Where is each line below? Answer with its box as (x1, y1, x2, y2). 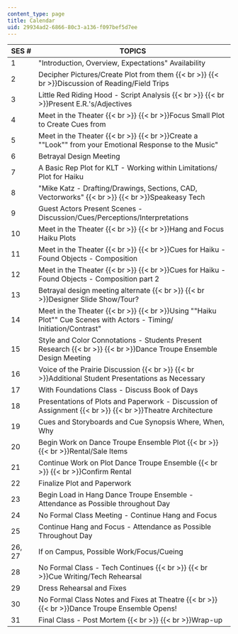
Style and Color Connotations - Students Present (38, 335, 202, 345)
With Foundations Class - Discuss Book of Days (38, 385, 198, 395)
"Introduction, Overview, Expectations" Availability (38, 58, 205, 68)
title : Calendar (7, 17, 55, 24)
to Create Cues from (38, 119, 106, 129)
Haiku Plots (38, 233, 76, 243)
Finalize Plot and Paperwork (38, 478, 132, 488)
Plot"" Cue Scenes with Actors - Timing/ (38, 315, 174, 325)
